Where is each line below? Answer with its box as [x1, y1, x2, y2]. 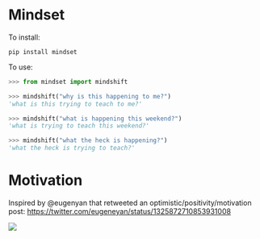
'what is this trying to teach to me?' [8, 99, 143, 108]
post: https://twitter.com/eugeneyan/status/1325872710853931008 [8, 207, 232, 216]
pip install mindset [8, 48, 78, 56]
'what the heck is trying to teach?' [8, 144, 136, 153]
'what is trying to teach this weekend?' [8, 122, 150, 130]
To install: [8, 32, 40, 42]
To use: [8, 62, 34, 72]
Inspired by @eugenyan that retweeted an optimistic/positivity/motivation [8, 198, 252, 208]
